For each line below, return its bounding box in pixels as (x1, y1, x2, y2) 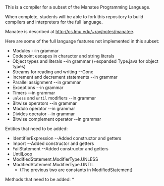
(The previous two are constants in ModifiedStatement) (19, 167, 133, 173)
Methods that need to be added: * (5, 177, 74, 182)
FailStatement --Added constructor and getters (12, 146, 109, 151)
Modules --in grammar (12, 48, 59, 53)
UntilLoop (12, 151, 33, 157)
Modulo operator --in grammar (12, 106, 75, 111)
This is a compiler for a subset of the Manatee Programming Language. (5, 4, 151, 10)
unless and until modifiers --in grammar (12, 95, 96, 101)
